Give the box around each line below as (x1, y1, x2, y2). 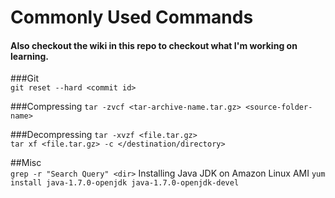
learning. (10, 50, 49, 62)
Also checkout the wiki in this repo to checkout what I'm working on (10, 39, 298, 51)
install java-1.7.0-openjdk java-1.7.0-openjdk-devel (10, 178, 240, 188)
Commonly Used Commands (10, 6, 254, 29)
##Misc (10, 157, 42, 169)
